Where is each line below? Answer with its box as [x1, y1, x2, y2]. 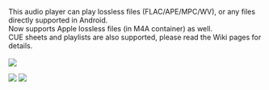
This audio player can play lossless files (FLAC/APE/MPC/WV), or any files [8, 7, 256, 16]
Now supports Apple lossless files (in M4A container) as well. [8, 24, 212, 33]
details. [8, 41, 33, 51]
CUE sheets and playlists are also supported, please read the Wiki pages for [8, 32, 262, 42]
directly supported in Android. [8, 15, 108, 25]
